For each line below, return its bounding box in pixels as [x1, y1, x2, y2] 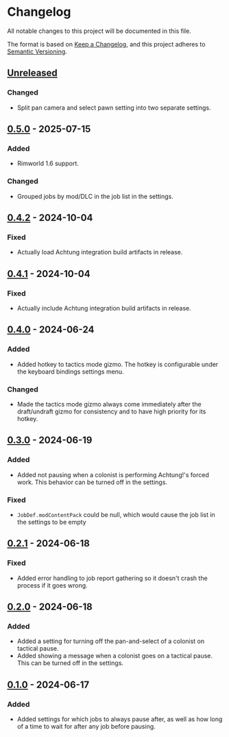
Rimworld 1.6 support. [16, 159, 79, 168]
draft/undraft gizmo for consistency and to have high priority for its [16, 407, 206, 415]
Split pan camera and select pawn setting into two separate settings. [16, 104, 211, 112]
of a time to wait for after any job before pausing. [16, 723, 156, 731]
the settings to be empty [16, 518, 87, 526]
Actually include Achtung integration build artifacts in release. [16, 304, 191, 312]
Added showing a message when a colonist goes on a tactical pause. [16, 652, 213, 660]
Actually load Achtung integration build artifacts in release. [16, 248, 183, 256]
